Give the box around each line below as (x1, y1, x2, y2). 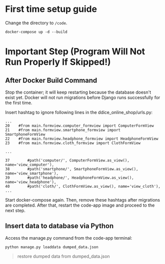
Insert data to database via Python (5, 222, 114, 230)
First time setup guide (5, 3, 98, 15)
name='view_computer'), (5, 162, 55, 167)
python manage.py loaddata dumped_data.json (5, 244, 99, 250)
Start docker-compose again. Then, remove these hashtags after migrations (5, 197, 160, 203)
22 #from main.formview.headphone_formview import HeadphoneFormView (5, 136, 159, 141)
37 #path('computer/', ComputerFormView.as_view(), (5, 158, 130, 163)
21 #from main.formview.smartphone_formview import (5, 127, 121, 132)
